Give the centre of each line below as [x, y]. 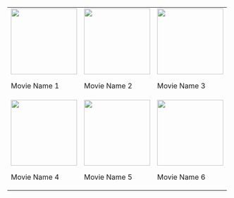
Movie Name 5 [108, 177]
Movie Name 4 [35, 177]
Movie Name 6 [181, 177]
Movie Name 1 [35, 86]
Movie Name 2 [108, 86]
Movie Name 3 [181, 86]
